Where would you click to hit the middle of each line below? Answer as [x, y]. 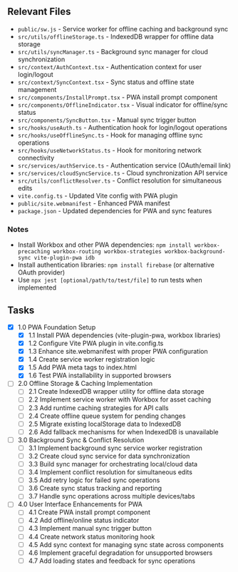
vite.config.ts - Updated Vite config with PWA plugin [98, 195]
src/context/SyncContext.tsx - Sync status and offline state [106, 82]
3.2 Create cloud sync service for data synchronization [109, 456]
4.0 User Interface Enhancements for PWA [80, 504]
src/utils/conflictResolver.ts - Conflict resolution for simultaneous [120, 180]
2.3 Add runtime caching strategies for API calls [98, 408]
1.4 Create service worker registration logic [92, 359]
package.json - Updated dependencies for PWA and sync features [115, 210]
